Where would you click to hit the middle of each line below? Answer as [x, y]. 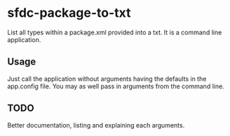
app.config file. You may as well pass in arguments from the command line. [116, 86]
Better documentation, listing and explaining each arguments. [96, 125]
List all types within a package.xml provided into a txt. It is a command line [115, 32]
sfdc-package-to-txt [69, 13]
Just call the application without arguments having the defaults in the [107, 79]
